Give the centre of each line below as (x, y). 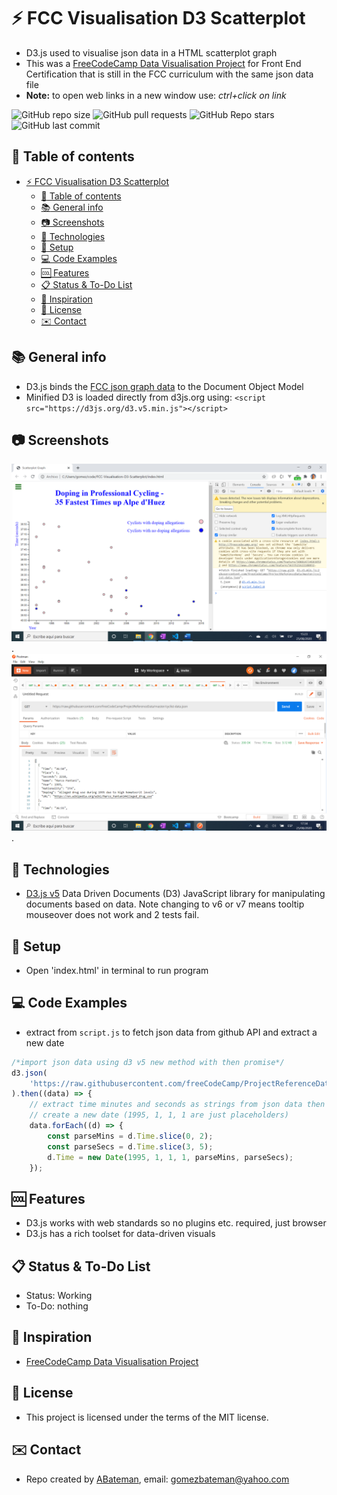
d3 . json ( (29, 1073)
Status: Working (59, 1296)
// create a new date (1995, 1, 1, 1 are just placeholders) (159, 1115)
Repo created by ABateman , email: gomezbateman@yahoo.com (157, 1479)
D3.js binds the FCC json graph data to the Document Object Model (164, 386)
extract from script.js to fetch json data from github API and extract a (171, 1032)
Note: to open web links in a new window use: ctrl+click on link (156, 95)
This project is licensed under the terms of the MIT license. (147, 1417)
